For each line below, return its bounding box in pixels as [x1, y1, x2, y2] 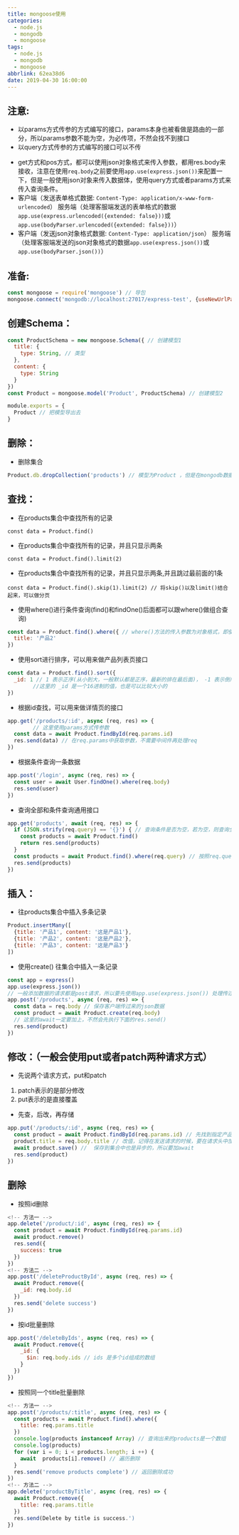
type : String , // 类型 [20, 350, 85, 357]
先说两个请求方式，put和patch [17, 1071, 107, 1080]
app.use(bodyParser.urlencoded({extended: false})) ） [17, 220, 181, 229]
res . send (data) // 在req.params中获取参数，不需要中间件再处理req [14, 737, 198, 744]
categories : [7, 17, 43, 24]
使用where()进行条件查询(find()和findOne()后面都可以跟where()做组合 [17, 605, 222, 613]
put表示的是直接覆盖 [17, 1095, 78, 1104]
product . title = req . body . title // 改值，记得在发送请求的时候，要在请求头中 [14, 1138, 228, 1145]
